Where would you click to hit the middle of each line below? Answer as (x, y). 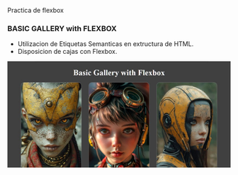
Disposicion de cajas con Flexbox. (67, 52)
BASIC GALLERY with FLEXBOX (62, 28)
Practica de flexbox (36, 10)
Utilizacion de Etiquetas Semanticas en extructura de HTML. (106, 44)
